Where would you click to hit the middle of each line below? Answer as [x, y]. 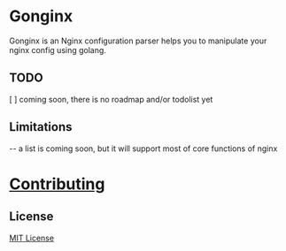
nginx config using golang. [58, 49]
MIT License [32, 238]
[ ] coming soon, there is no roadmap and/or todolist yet [111, 99]
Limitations [41, 127]
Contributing [57, 184]
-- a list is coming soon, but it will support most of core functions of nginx [143, 148]
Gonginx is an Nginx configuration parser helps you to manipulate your [138, 41]
